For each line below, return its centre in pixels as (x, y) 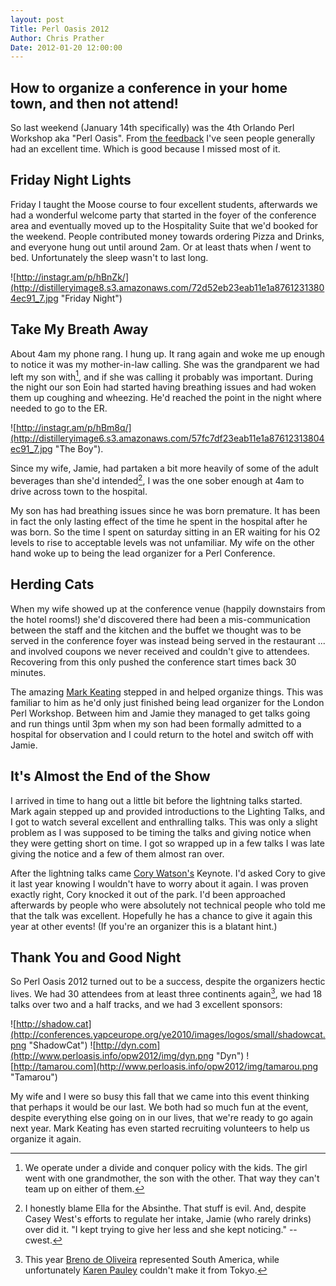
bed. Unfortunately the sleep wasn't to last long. (109, 257)
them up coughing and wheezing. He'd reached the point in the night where (166, 398)
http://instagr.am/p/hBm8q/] (74, 428)
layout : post (37, 19)
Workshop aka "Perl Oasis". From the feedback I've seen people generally (163, 138)
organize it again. (46, 1139)
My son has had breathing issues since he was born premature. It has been (165, 510)
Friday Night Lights (71, 180)
